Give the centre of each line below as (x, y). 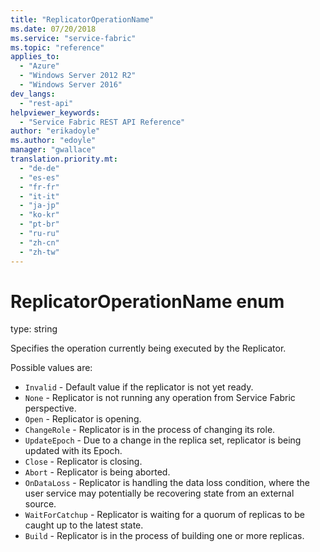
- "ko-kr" (39, 215)
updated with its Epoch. (73, 451)
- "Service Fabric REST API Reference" (102, 122)
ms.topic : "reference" (57, 47)
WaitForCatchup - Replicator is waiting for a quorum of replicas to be (164, 515)
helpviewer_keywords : (55, 112)
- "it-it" (39, 196)
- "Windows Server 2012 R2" (78, 76)
